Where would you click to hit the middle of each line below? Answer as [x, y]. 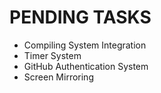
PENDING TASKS [80, 17]
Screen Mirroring [58, 77]
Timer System [52, 55]
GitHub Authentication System [86, 66]
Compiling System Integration [85, 45]
